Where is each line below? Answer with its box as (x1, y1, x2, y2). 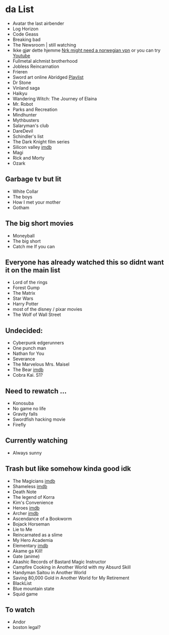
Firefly (12, 422, 26, 427)
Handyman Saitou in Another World (12, 569, 87, 575)
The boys (12, 193, 33, 200)
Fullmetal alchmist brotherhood (12, 58, 78, 64)
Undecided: (5, 326, 43, 335)
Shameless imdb (12, 483, 48, 489)
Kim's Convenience (12, 499, 54, 505)
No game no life (12, 406, 46, 411)
